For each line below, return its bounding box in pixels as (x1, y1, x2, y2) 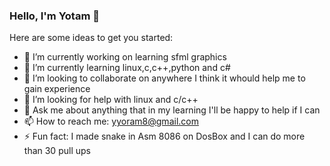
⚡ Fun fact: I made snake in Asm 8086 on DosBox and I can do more (23, 130, 306, 143)
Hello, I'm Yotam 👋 (9, 9, 100, 23)
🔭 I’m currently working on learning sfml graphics (23, 51, 227, 63)
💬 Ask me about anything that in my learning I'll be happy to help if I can (23, 104, 321, 116)
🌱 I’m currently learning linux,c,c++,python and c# (23, 62, 231, 74)
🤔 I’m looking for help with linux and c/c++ (23, 94, 199, 106)
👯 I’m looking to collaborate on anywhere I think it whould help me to (23, 72, 306, 84)
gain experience (23, 83, 91, 95)
